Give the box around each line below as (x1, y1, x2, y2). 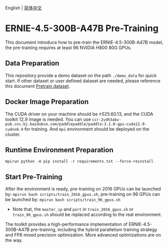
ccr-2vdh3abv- (92, 117, 121, 122)
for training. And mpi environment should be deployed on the (24, 126, 149, 132)
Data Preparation (5, 59, 59, 68)
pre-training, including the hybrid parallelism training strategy (31, 226, 157, 232)
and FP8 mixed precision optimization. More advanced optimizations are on (5, 232, 161, 238)
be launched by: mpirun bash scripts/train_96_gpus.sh (5, 196, 121, 202)
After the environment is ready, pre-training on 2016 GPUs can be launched (5, 186, 161, 192)
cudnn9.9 (5, 127, 24, 132)
